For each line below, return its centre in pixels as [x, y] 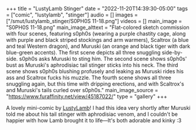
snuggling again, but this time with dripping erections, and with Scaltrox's [95, 84]
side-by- [172, 52]
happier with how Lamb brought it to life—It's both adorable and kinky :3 [94, 120]
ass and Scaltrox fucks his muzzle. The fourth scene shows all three [89, 77]
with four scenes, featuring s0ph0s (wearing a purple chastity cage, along [96, 34]
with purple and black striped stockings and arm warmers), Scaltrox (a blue [97, 40]
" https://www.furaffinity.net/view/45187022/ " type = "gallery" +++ [87, 96]
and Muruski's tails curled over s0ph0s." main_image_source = [82, 90]
